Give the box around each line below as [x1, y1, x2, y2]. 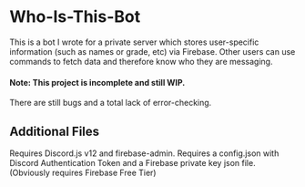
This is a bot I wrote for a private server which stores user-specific [9, 36, 259, 47]
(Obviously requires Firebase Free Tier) [9, 167, 157, 178]
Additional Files [9, 123, 100, 139]
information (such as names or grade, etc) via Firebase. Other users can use [9, 46, 296, 57]
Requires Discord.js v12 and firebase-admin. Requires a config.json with [9, 148, 280, 159]
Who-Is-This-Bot [9, 6, 141, 27]
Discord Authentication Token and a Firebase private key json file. [9, 157, 257, 168]
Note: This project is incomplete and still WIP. [9, 77, 186, 88]
